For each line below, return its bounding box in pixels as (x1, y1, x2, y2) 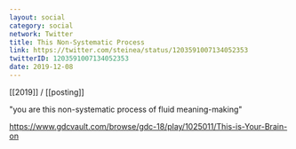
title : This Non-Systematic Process (9, 37, 145, 47)
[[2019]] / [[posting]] (9, 86, 84, 98)
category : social (9, 21, 74, 30)
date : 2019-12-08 (9, 63, 74, 72)
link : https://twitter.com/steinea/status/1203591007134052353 (9, 46, 249, 55)
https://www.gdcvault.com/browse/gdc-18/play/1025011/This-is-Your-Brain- (9, 121, 288, 131)
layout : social (9, 12, 66, 22)
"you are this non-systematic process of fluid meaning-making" (9, 104, 243, 114)
